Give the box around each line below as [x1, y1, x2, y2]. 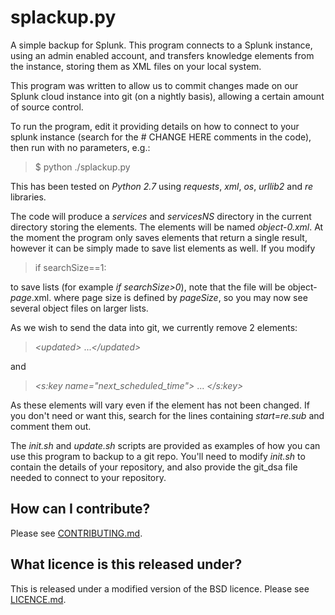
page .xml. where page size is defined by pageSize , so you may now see [10, 291, 308, 303]
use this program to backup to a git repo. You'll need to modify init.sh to [10, 450, 306, 462]
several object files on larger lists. [10, 302, 149, 314]
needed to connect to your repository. [10, 471, 167, 483]
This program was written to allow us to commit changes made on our [10, 79, 299, 91]
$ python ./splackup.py [34, 161, 131, 173]
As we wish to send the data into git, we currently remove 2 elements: [10, 321, 298, 333]
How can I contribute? [10, 501, 151, 518]
